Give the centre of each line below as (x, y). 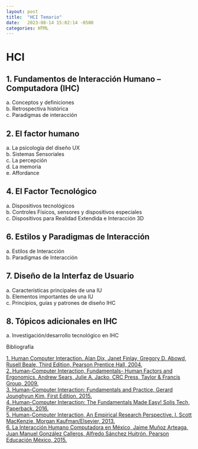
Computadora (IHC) (43, 88)
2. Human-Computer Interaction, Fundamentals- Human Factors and (90, 371)
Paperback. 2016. (27, 409)
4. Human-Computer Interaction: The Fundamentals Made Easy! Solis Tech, (98, 402)
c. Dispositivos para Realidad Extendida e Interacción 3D (75, 218)
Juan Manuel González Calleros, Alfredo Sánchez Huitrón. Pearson (88, 434)
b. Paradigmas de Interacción (42, 257)
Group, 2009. (22, 383)
